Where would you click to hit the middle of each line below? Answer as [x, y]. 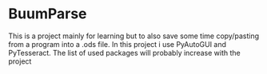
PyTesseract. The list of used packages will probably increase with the [125, 53]
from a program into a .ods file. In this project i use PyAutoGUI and [117, 44]
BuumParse [48, 14]
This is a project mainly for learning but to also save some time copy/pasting [134, 36]
